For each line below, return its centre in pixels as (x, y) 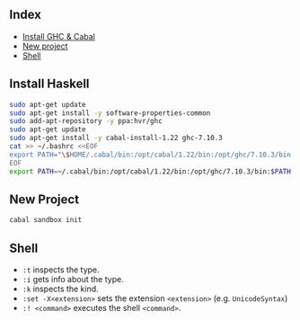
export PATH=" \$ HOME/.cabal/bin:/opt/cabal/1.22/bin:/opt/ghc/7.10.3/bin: (152, 155)
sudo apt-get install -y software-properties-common (110, 113)
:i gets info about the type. (73, 279)
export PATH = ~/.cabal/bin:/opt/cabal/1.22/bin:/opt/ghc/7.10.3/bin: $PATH (150, 171)
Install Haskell (49, 84)
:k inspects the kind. (60, 289)
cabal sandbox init (46, 220)
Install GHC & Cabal (59, 36)
